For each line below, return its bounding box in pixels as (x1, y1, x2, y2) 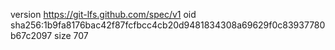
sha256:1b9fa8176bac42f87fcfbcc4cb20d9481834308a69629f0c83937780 (10, 19, 326, 31)
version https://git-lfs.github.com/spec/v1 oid (10, 9, 197, 20)
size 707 (54, 30, 89, 41)
